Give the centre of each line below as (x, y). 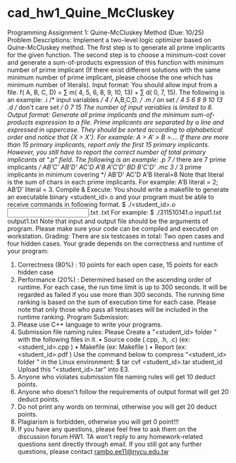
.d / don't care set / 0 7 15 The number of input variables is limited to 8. (110, 107)
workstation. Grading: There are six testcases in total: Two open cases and (116, 236)
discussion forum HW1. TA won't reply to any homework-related (110, 436)
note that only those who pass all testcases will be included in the (113, 309)
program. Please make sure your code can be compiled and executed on (113, 228)
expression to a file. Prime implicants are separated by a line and (129, 122)
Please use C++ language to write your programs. (90, 324)
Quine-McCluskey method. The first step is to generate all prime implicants (116, 47)
